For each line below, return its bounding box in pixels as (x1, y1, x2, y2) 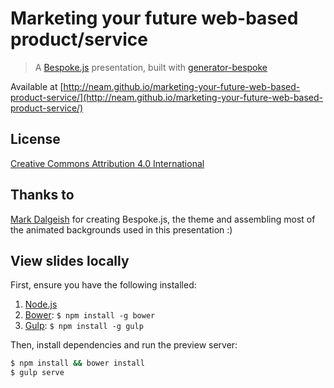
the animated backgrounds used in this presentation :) (10, 223, 233, 236)
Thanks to (10, 187, 75, 204)
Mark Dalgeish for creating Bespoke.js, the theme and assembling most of (10, 213, 316, 225)
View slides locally (10, 252, 130, 269)
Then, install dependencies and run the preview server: (10, 339, 238, 351)
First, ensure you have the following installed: (10, 279, 197, 291)
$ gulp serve (10, 368, 65, 378)
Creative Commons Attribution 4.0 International (10, 157, 205, 169)
